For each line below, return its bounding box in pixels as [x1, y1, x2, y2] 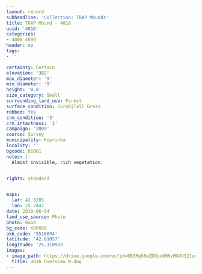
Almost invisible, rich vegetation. [11, 159, 103, 165]
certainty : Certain [6, 64, 55, 70]
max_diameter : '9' [6, 76, 52, 82]
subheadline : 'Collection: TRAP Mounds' [6, 14, 109, 20]
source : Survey [6, 132, 44, 138]
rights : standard [6, 175, 50, 181]
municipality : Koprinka [6, 137, 66, 143]
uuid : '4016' [6, 25, 39, 32]
